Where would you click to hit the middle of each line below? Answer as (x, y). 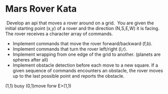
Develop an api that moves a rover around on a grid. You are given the (80, 23)
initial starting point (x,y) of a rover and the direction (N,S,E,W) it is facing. (82, 28)
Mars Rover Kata (41, 9)
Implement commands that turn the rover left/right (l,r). (70, 49)
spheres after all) (30, 59)
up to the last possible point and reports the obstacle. (69, 76)
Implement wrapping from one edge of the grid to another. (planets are (87, 54)
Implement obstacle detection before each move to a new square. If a (85, 65)
